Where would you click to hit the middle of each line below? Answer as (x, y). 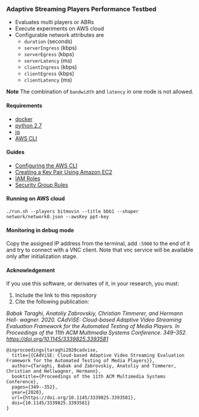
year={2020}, (28, 393)
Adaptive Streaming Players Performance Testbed (81, 9)
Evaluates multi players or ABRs (55, 22)
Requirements (24, 105)
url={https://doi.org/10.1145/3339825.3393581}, (74, 398)
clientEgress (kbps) (49, 74)
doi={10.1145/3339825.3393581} (51, 403)
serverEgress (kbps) (49, 54)
